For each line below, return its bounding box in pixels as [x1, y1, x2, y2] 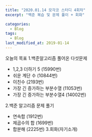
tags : [5, 31, 17, 36]
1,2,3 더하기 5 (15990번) [12, 66, 62, 72]
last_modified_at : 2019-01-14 [5, 40, 70, 46]
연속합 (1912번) [12, 113, 43, 119]
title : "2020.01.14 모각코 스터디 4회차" [5, 7, 86, 13]
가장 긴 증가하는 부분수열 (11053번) [12, 85, 82, 91]
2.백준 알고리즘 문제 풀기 [5, 102, 54, 108]
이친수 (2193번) [12, 79, 44, 85]
